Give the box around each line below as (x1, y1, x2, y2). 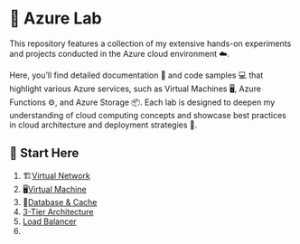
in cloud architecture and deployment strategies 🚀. (9, 119, 198, 130)
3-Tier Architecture (22, 206, 94, 217)
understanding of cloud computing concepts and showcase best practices (9, 109, 287, 120)
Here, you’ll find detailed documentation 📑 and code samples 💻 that (9, 70, 264, 80)
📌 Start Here (9, 145, 80, 161)
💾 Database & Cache (22, 196, 98, 207)
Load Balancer (22, 216, 77, 227)
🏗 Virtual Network (22, 170, 90, 181)
